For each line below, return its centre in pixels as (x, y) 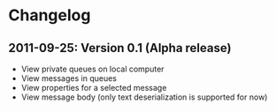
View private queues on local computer (92, 69)
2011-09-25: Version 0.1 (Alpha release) (120, 48)
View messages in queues (69, 78)
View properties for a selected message (94, 88)
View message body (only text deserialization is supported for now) (144, 97)
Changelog (50, 15)
